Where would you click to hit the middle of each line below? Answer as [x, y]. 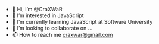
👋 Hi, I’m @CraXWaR [37, 9]
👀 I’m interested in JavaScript [48, 15]
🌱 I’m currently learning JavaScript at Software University [82, 22]
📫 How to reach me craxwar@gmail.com [62, 35]
